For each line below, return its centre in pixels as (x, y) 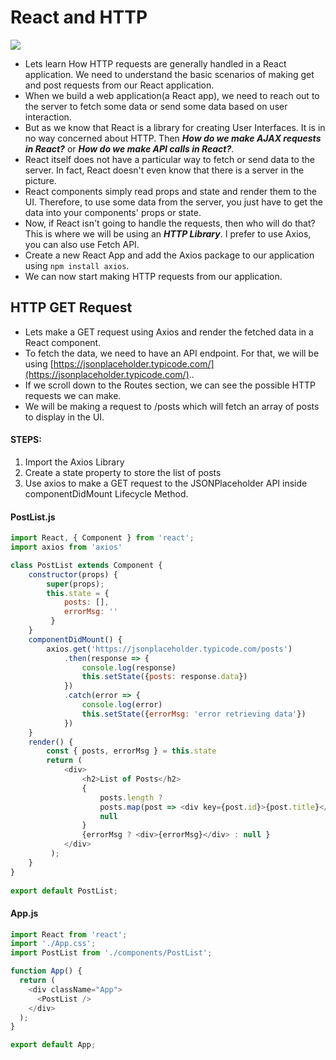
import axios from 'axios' (66, 547)
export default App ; (53, 1045)
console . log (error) (122, 705)
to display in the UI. (64, 417)
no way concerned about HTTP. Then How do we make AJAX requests (173, 138)
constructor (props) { (73, 574)
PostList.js (33, 517)
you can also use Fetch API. (82, 244)
